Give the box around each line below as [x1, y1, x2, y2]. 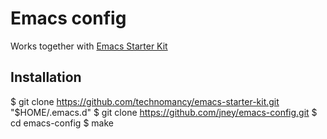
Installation [10, 69, 82, 86]
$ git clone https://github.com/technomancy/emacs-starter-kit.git [10, 95, 280, 107]
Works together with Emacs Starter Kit [10, 40, 168, 52]
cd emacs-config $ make [10, 117, 114, 129]
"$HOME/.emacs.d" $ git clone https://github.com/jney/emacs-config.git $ [10, 106, 318, 118]
